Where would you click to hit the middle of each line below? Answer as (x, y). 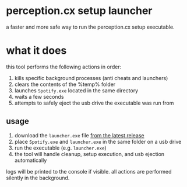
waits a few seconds (39, 96)
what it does (36, 51)
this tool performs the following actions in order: (64, 67)
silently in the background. (38, 178)
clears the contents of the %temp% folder (65, 84)
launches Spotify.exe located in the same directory (76, 90)
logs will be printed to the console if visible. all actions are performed (89, 171)
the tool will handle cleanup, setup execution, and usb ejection (89, 154)
